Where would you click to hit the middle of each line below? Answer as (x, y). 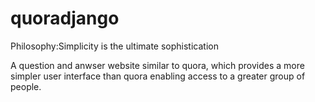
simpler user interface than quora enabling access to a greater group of (158, 76)
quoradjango (65, 18)
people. (26, 86)
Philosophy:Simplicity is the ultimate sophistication (114, 46)
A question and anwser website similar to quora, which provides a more (157, 65)
